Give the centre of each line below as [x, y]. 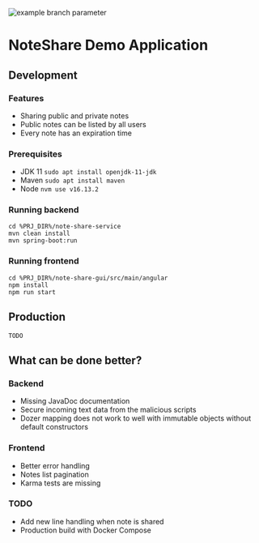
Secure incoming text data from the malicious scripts [108, 410]
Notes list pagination [54, 474]
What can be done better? [75, 360]
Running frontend [44, 261]
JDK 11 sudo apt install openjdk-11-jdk [88, 172]
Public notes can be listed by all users [83, 124]
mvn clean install [39, 234]
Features [26, 98]
